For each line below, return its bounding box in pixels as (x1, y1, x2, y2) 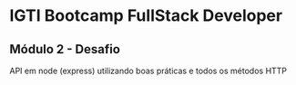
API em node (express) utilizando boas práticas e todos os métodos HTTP (9, 65, 288, 76)
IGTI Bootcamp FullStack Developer (9, 5, 283, 26)
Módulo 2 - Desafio (9, 42, 121, 57)
